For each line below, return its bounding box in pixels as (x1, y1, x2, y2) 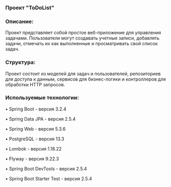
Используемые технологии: (5, 94, 79, 101)
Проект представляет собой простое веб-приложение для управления (5, 30, 161, 36)
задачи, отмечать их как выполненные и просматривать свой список (5, 41, 158, 47)
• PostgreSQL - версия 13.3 (5, 136, 65, 142)
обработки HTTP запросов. (5, 81, 66, 87)
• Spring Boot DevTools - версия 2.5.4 (5, 165, 87, 172)
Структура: (5, 59, 36, 66)
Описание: (5, 17, 34, 25)
